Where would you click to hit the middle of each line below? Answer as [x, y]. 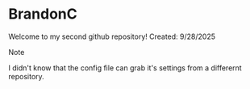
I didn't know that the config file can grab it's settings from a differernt [125, 68]
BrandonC [43, 14]
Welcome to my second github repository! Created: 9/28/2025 [112, 36]
